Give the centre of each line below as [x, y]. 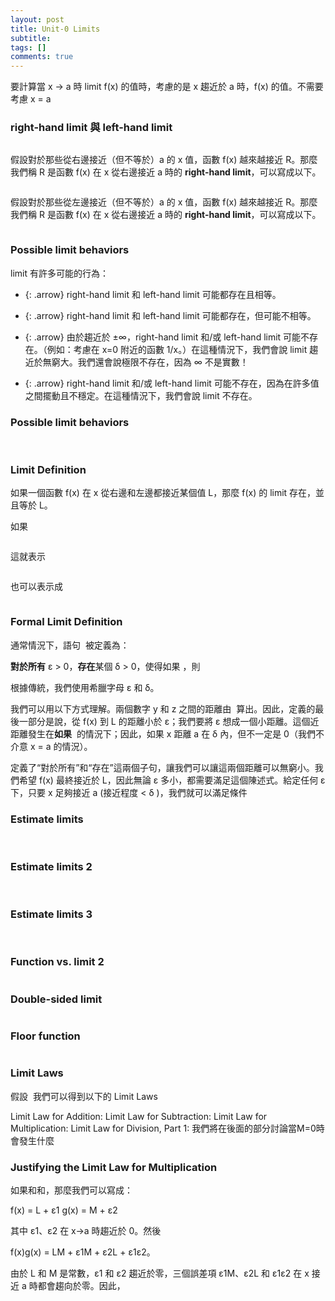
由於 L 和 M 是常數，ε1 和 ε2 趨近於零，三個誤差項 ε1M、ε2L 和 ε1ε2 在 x [160, 1273]
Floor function [45, 1036]
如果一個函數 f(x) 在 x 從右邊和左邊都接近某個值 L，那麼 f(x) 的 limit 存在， [163, 493]
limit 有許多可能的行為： [59, 273]
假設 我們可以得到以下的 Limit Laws [84, 1096]
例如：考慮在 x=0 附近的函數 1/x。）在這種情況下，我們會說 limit [177, 349]
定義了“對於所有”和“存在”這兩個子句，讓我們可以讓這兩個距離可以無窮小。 [162, 767]
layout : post [37, 19]
